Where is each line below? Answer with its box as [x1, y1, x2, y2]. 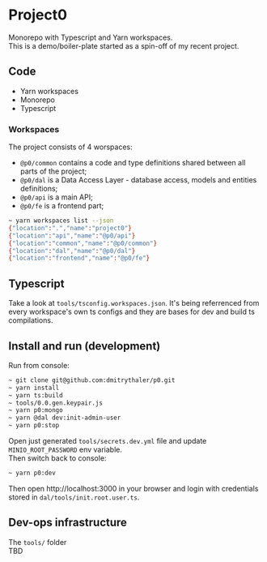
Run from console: [8, 360, 70, 370]
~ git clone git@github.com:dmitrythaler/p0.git [8, 375, 176, 384]
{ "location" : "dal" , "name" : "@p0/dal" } [8, 247, 136, 255]
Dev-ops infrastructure [8, 516, 128, 530]
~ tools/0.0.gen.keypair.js [8, 399, 104, 407]
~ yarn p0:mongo [8, 406, 63, 414]
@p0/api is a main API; [19, 192, 93, 202]
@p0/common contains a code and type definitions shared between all [19, 158, 246, 168]
